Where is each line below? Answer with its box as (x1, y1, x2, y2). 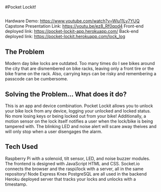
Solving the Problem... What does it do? (5, 90, 127, 98)
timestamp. (5, 181, 28, 187)
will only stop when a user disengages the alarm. (5, 128, 102, 135)
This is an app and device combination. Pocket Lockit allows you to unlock (5, 103, 153, 109)
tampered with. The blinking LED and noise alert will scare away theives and (5, 124, 157, 129)
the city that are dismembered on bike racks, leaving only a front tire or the (5, 65, 154, 72)
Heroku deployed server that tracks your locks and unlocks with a (5, 176, 136, 182)
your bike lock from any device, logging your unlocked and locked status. (5, 108, 151, 114)
